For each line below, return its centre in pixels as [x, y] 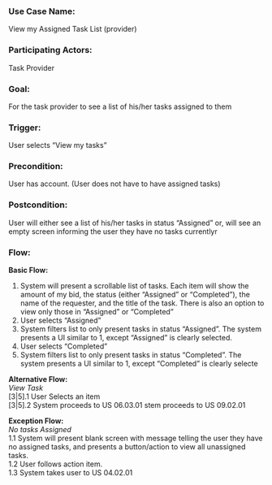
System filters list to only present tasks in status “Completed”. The [131, 355]
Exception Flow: [36, 421]
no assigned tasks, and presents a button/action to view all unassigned [127, 447]
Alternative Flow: [38, 379]
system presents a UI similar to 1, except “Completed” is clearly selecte [139, 364]
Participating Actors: [50, 50]
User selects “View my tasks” [58, 145]
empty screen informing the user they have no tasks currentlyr [113, 231]
